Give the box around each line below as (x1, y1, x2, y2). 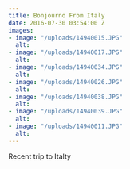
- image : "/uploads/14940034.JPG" (8, 63, 124, 71)
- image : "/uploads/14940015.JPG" (8, 33, 124, 42)
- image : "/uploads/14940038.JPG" (8, 93, 124, 101)
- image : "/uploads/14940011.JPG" (8, 122, 124, 130)
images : (8, 26, 34, 34)
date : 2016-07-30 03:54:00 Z (8, 19, 105, 27)
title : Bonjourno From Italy (8, 11, 105, 20)
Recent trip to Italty (8, 152, 72, 161)
